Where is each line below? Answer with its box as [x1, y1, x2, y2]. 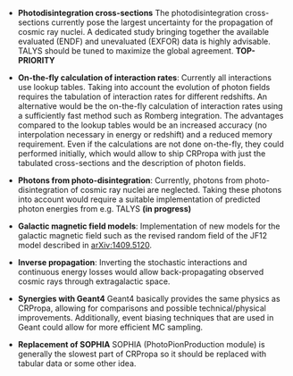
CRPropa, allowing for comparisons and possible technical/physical [17, 303, 266, 313]
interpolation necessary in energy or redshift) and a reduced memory [17, 130, 272, 139]
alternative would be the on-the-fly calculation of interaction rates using [17, 101, 283, 111]
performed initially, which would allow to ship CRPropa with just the [17, 148, 266, 159]
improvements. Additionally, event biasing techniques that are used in [17, 313, 274, 322]
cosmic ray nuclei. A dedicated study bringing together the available [17, 27, 270, 37]
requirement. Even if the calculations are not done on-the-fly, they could [17, 138, 284, 149]
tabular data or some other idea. [17, 358, 137, 369]
